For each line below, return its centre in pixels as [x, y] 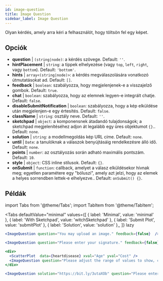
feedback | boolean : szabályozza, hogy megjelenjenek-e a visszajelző [82, 85]
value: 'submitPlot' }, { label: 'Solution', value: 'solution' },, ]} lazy [70, 225]
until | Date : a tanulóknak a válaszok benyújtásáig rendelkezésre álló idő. [85, 142]
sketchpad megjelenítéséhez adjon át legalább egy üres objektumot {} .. [84, 126]
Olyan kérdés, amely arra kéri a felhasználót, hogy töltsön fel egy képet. [77, 33]
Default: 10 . [23, 158]
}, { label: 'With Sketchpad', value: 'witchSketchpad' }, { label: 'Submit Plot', [80, 220]
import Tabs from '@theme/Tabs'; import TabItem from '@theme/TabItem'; [80, 205]
